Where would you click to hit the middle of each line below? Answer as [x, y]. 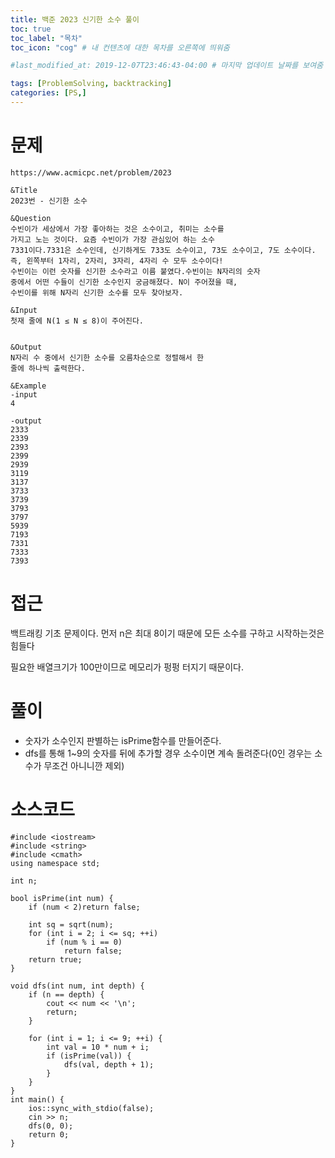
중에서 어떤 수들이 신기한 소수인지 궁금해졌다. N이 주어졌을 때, [124, 282]
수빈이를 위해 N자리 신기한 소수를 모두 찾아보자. [97, 292]
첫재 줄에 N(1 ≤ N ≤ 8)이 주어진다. [77, 321]
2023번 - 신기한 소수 [49, 201]
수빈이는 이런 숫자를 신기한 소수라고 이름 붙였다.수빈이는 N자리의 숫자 [135, 271]
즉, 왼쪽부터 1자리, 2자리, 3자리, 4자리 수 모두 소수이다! [117, 261]
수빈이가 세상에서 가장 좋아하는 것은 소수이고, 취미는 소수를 [117, 229]
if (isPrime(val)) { [89, 1056]
